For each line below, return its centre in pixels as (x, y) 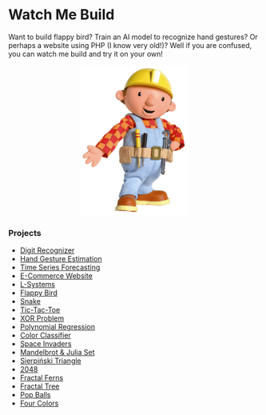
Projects (25, 233)
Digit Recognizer (47, 250)
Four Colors (39, 403)
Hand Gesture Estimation (61, 259)
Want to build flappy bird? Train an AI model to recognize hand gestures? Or (133, 37)
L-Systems (38, 285)
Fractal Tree (40, 386)
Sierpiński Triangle (50, 361)
